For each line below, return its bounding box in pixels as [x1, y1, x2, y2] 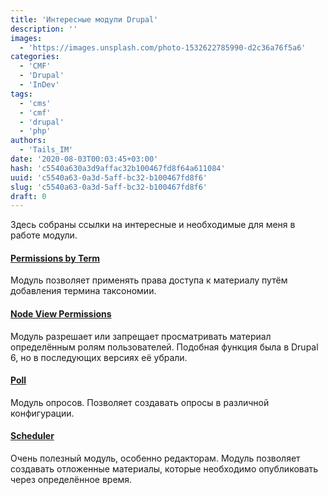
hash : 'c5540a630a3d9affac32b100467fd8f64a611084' [10, 163, 226, 173]
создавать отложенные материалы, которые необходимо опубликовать [10, 463, 319, 475]
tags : [10, 89, 33, 99]
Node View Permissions [10, 308, 112, 320]
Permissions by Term [10, 252, 101, 264]
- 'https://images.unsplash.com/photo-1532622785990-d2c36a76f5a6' [19, 42, 307, 53]
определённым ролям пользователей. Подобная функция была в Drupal [10, 341, 319, 353]
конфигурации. [10, 407, 75, 419]
